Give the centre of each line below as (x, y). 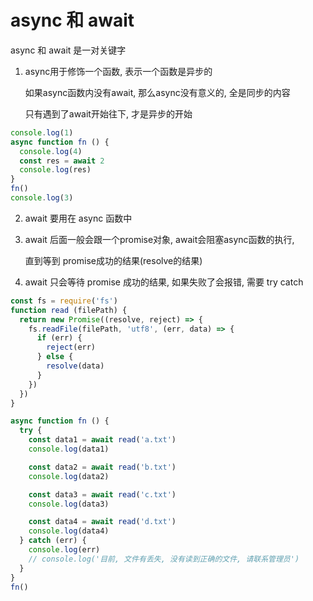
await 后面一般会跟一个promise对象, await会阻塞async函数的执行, (159, 239)
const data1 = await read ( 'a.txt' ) (102, 440)
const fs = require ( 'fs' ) (64, 301)
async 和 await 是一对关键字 (68, 50)
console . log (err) (64, 550)
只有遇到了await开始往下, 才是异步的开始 (108, 113)
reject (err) (71, 347)
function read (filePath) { (69, 310)
